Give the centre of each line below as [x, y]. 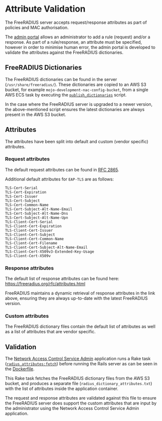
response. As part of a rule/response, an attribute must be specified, [73, 42]
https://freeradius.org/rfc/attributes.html [45, 284]
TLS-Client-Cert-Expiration [33, 226]
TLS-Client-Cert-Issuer [29, 230]
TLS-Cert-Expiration [26, 192]
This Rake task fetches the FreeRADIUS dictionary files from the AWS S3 [78, 378]
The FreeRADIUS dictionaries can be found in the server [61, 79]
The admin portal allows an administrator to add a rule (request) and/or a [78, 37]
